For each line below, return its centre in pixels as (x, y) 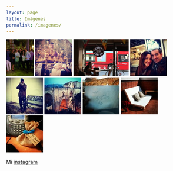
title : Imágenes (26, 19)
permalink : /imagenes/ (34, 25)
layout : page (22, 12)
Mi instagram (22, 162)
